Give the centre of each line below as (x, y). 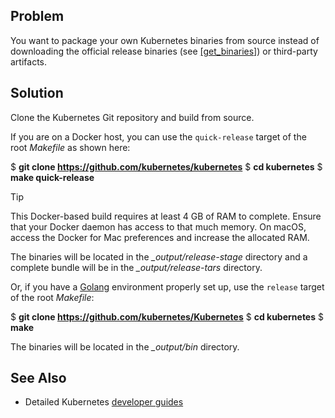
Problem (37, 16)
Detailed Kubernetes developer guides (104, 402)
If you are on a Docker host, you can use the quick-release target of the (158, 136)
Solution (37, 93)
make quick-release (52, 177)
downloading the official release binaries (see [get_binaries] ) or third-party (164, 51)
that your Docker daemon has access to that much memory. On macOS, (158, 226)
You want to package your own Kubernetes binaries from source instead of (165, 40)
